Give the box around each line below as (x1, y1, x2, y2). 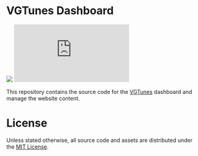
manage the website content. (6, 95, 80, 102)
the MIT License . (6, 142, 49, 150)
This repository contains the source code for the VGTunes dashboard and (6, 88, 192, 95)
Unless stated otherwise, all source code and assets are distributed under (6, 136, 193, 144)
